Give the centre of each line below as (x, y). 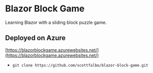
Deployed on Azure (36, 38)
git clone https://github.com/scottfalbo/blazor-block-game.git (80, 65)
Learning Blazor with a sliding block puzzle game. (56, 22)
